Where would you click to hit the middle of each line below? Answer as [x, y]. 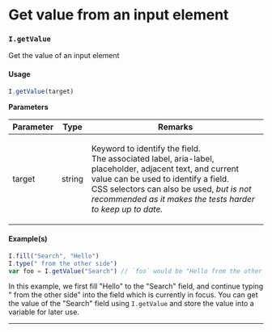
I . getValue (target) [41, 91]
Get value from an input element [119, 15]
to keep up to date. [127, 209]
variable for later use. [44, 312]
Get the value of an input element [64, 56]
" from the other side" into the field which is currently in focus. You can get [133, 295]
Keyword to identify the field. [146, 149]
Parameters [28, 107]
